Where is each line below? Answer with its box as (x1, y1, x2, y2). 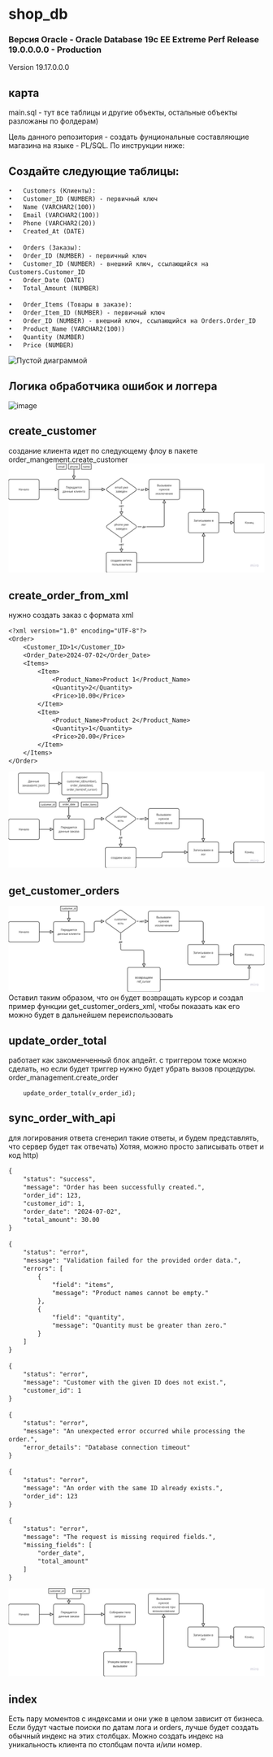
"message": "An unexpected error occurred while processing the (23, 1427, 245, 1435)
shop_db (8, 5, 68, 24)
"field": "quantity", (51, 1313, 126, 1321)
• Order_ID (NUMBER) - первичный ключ (8, 252, 148, 260)
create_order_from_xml (8, 589, 128, 602)
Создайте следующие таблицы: (8, 164, 180, 178)
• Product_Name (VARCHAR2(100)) (8, 325, 126, 333)
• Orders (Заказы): (8, 244, 82, 252)
